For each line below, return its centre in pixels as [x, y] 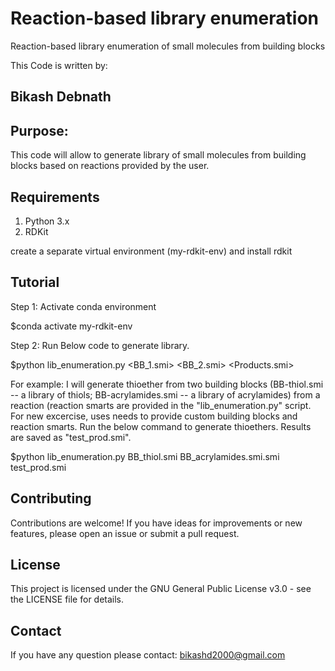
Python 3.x [47, 221]
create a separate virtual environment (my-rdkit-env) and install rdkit [151, 251]
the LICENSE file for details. [67, 599]
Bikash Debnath [61, 97]
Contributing [51, 498]
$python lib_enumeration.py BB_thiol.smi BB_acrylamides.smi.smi [145, 456]
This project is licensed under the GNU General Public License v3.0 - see [161, 589]
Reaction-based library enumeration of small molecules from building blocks [168, 46]
